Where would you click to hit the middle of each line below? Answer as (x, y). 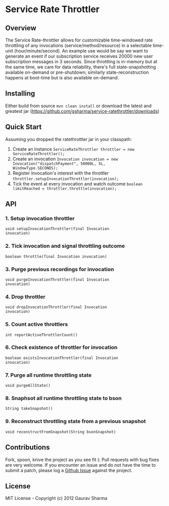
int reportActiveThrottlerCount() (42, 335)
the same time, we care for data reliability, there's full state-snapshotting (81, 67)
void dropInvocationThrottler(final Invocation (56, 307)
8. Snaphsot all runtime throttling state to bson (64, 398)
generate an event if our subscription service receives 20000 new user (79, 56)
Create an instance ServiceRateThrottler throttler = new (73, 149)
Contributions (27, 448)
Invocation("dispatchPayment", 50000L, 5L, (59, 164)
